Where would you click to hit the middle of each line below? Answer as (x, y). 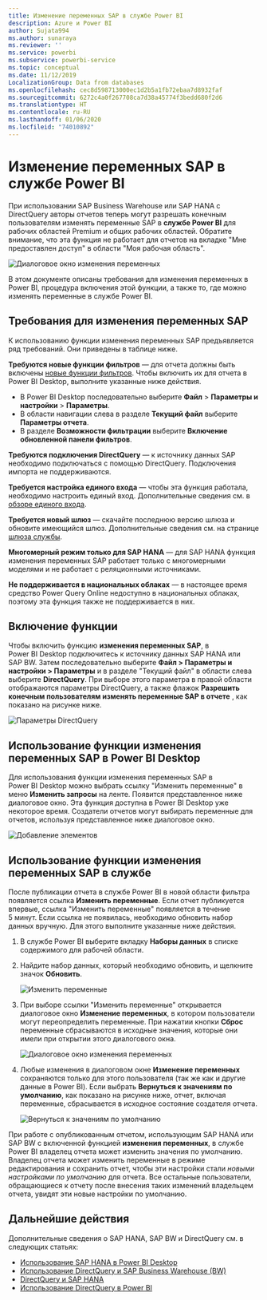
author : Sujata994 (39, 30)
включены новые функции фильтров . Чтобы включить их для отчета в (128, 373)
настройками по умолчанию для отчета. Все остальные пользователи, (130, 1177)
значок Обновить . (51, 973)
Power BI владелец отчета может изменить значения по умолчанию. (126, 1151)
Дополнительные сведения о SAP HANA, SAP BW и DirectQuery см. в (126, 1238)
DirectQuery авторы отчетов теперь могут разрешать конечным (118, 214)
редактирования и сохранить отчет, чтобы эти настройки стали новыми (132, 1168)
